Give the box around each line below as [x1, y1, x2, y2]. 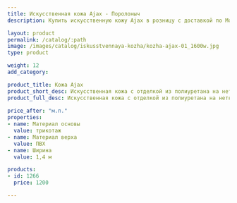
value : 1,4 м [13, 153, 52, 161]
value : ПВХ [13, 140, 46, 147]
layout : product [7, 30, 55, 37]
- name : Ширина [7, 147, 52, 154]
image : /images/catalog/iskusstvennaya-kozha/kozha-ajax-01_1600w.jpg [7, 43, 219, 50]
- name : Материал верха [7, 133, 78, 141]
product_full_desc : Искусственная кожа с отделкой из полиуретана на [7, 94, 217, 101]
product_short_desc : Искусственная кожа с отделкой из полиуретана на [7, 87, 219, 95]
